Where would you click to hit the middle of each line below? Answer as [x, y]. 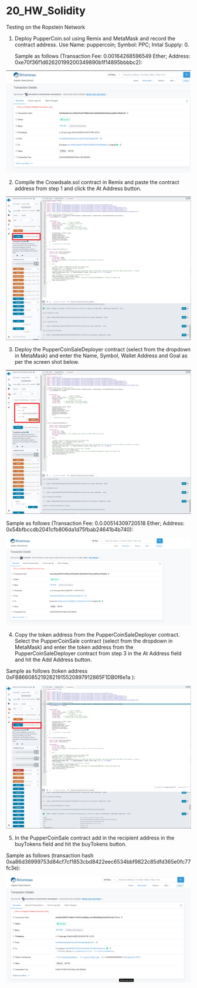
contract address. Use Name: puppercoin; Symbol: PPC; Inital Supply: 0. [102, 45]
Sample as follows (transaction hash [50, 855]
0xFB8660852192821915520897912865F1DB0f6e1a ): [71, 677]
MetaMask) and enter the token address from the [74, 647]
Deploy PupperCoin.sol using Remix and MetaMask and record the [95, 38]
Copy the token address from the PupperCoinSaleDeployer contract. [97, 635]
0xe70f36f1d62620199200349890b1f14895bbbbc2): [78, 62]
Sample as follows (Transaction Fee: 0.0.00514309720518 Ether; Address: [95, 523]
